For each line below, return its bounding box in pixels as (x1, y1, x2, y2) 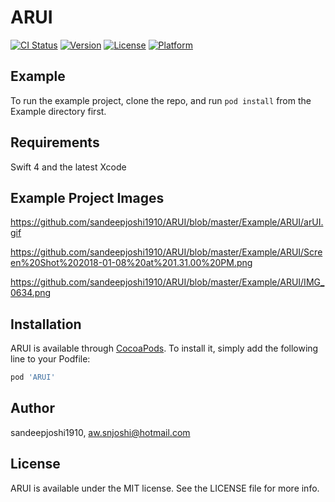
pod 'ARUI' (10, 372, 56, 383)
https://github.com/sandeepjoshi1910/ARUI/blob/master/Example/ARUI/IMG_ (10, 276, 325, 288)
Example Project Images (10, 189, 165, 206)
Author (10, 400, 55, 417)
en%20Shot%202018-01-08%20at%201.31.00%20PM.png (10, 257, 253, 269)
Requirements (10, 134, 100, 151)
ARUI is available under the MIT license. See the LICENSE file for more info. (10, 482, 320, 494)
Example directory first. (10, 105, 107, 117)
